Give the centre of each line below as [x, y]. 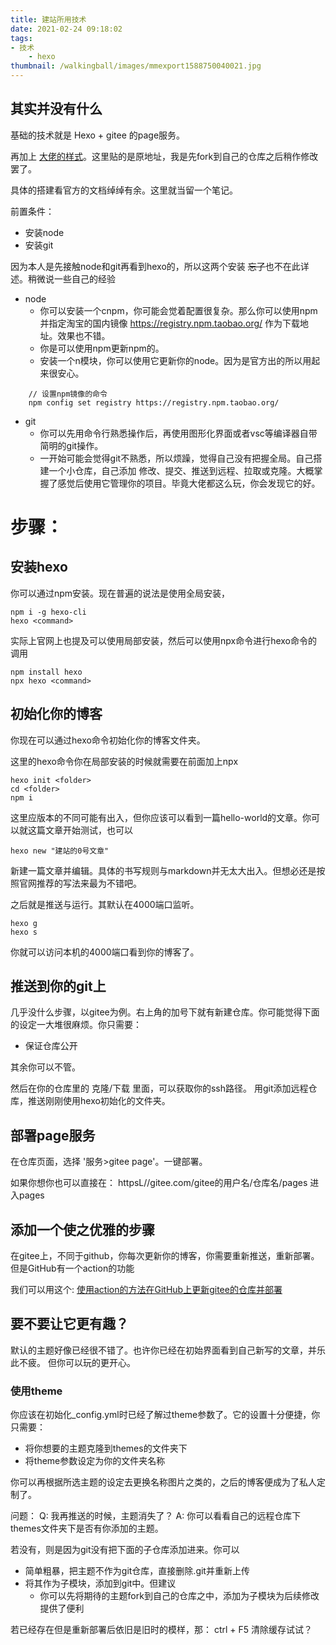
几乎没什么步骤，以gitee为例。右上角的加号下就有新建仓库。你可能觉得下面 [165, 1012]
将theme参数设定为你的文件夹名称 [95, 1461]
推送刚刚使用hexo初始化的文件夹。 [99, 1101]
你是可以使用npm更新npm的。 [102, 348]
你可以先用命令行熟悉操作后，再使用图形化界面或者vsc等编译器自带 [178, 433]
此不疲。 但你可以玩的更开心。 [73, 1362]
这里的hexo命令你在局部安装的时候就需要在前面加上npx [124, 761]
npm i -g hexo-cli [48, 612]
